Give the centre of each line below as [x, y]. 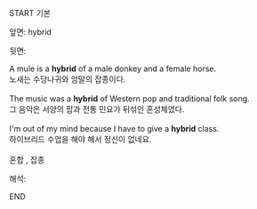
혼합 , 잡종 [27, 160]
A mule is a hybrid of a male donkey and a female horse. [112, 68]
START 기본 [30, 13]
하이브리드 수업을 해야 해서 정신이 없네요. [80, 139]
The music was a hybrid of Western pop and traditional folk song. [130, 99]
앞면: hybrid [30, 32]
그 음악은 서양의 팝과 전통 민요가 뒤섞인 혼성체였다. [97, 109]
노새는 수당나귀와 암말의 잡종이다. [68, 79]
